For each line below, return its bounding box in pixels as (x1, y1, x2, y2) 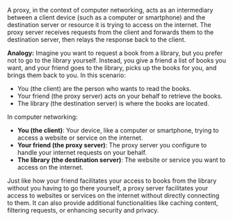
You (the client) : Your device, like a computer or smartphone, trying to (17, 126, 219, 134)
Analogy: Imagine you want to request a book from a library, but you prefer (7, 49, 223, 57)
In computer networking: (7, 113, 78, 121)
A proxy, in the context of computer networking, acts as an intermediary (7, 6, 214, 14)
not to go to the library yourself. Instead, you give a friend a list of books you (7, 56, 227, 65)
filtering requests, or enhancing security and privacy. (7, 206, 159, 214)
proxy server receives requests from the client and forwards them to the (7, 28, 214, 36)
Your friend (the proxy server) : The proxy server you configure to (17, 141, 207, 149)
